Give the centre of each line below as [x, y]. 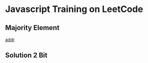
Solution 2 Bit [26, 55]
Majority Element [32, 28]
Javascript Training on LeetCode [74, 9]
